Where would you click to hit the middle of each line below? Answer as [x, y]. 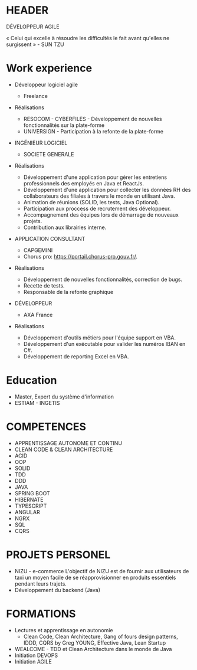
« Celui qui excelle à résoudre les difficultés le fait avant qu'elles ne [88, 38]
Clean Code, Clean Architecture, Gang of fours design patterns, [101, 636]
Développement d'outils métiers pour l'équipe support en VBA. [99, 338]
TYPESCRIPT [31, 506]
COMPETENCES [46, 427]
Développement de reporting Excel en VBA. [76, 356]
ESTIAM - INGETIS [37, 403]
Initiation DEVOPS [36, 655]
